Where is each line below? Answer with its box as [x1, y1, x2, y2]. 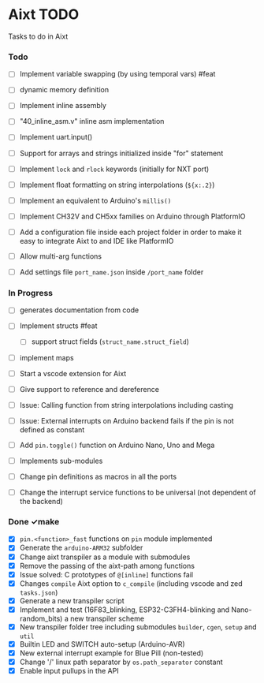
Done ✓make [8, 517, 60, 528]
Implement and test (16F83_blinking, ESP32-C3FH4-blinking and [19, 605, 230, 614]
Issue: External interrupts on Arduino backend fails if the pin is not [19, 416, 234, 425]
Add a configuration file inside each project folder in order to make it [19, 227, 242, 237]
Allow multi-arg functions [19, 251, 102, 261]
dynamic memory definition [19, 85, 109, 95]
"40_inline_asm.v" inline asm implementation [19, 117, 165, 126]
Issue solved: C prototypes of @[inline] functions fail [19, 569, 194, 579]
